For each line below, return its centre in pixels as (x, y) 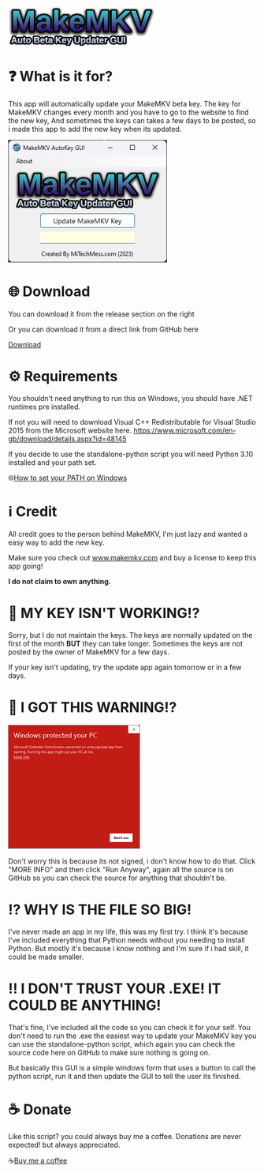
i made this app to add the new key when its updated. (95, 129)
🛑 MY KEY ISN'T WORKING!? (104, 613)
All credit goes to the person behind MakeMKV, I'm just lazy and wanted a (128, 534)
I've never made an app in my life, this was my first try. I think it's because (128, 931)
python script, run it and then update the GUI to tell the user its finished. (125, 1076)
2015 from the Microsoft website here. (70, 430)
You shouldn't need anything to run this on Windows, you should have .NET (131, 398)
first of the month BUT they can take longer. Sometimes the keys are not (125, 643)
